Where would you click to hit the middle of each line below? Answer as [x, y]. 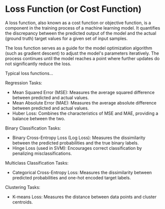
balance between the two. [39, 118]
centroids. [22, 202]
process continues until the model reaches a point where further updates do [82, 58]
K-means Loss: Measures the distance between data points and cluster [84, 197]
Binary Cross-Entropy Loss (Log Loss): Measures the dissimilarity [79, 138]
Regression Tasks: [24, 83]
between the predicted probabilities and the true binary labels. [75, 143]
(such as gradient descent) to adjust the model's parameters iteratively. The [82, 53]
